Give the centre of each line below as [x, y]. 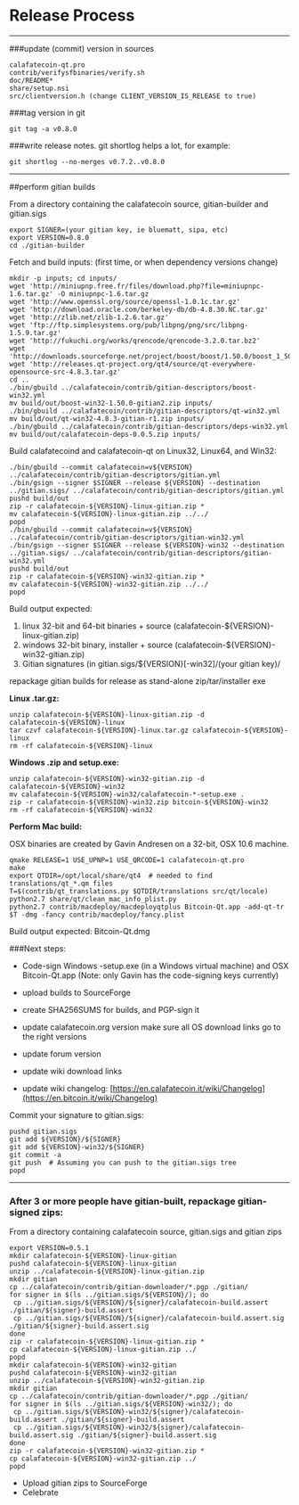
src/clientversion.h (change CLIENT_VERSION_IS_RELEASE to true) [133, 96]
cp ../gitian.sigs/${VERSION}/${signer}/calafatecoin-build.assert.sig [149, 1319]
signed [24, 1212]
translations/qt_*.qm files [61, 884]
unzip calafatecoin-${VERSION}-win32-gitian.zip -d [107, 778]
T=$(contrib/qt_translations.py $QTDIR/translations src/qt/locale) [139, 891]
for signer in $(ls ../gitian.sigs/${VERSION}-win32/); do [121, 1404]
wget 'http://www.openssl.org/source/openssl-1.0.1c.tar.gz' [125, 301]
